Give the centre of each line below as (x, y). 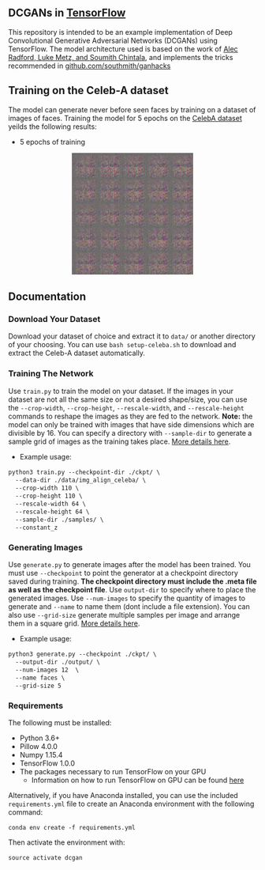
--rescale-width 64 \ (51, 504)
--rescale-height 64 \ (52, 512)
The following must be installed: (60, 723)
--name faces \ (40, 678)
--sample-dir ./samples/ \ (60, 520)
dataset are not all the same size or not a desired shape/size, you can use (128, 399)
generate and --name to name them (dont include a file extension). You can (129, 606)
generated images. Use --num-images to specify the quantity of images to (127, 598)
